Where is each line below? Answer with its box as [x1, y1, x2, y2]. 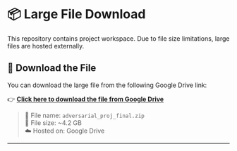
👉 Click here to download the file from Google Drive [7, 95, 164, 103]
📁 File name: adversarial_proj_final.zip [24, 111, 145, 119]
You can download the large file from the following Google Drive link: [7, 81, 207, 89]
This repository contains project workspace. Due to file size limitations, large [7, 34, 230, 43]
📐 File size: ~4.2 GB [24, 118, 83, 127]
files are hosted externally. [7, 41, 85, 50]
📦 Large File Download [7, 6, 146, 22]
